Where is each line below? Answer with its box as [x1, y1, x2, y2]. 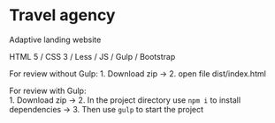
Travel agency [9, 5, 116, 25]
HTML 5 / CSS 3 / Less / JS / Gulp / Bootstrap [9, 51, 176, 61]
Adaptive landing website [9, 34, 102, 45]
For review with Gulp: [9, 85, 87, 96]
